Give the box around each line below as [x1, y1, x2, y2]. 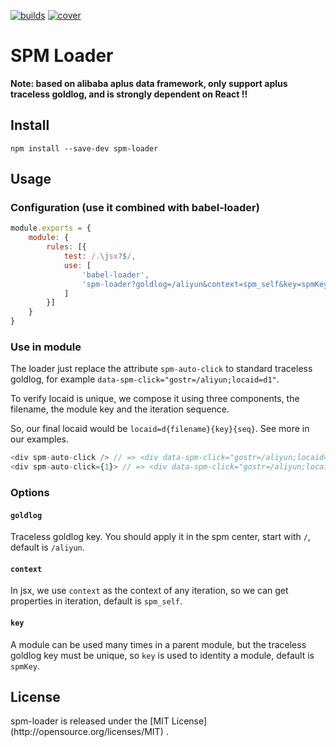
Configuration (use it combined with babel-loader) [10, 201, 260, 215]
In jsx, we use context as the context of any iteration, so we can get [10, 585, 289, 597]
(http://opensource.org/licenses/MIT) [10, 726, 164, 738]
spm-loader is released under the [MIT [10, 715, 170, 727]
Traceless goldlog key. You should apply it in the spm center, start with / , [10, 531, 311, 543]
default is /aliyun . [10, 541, 85, 554]
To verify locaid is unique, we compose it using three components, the [10, 393, 300, 405]
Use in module [10, 340, 82, 354]
